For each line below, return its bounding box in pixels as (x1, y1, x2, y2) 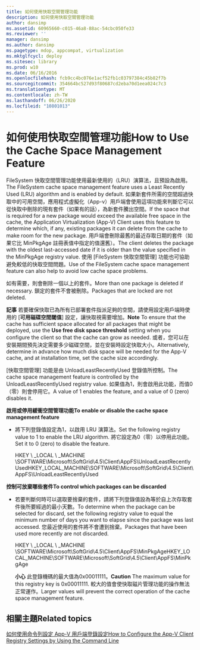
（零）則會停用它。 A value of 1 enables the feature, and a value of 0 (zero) (6, 388, 189, 395)
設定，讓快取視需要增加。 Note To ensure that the (65, 314, 186, 321)
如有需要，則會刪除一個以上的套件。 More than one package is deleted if (6, 280, 183, 287)
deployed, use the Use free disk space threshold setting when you (6, 326, 171, 334)
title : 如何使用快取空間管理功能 (6, 8, 79, 15)
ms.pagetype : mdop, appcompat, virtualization (6, 48, 124, 54)
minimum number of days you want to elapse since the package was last (14, 516, 193, 523)
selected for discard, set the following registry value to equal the (14, 510, 173, 517)
